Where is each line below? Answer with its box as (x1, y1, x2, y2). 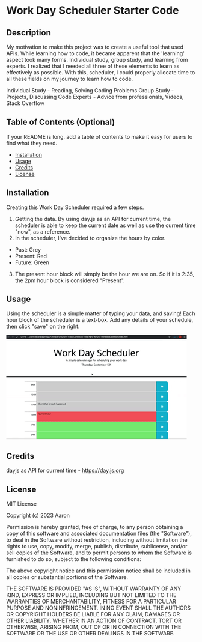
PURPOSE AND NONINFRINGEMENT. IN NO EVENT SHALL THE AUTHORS (6, 604, 191, 611)
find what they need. (6, 139, 58, 147)
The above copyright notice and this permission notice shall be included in (6, 567, 191, 574)
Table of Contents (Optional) (6, 117, 115, 127)
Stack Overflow (6, 100, 45, 107)
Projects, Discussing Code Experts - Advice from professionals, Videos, (6, 94, 185, 100)
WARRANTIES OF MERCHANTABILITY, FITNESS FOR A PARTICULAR (6, 598, 176, 605)
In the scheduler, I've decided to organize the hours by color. (14, 234, 166, 241)
